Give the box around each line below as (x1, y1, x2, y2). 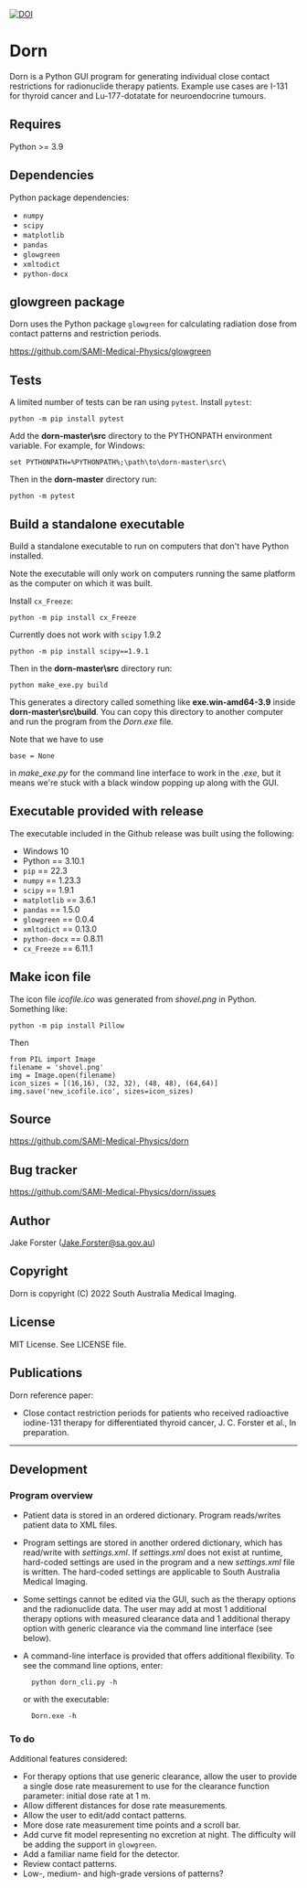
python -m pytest (9, 492, 76, 501)
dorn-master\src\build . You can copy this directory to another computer (9, 707, 284, 717)
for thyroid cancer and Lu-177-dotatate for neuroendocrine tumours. (9, 90, 267, 101)
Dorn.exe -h (31, 1712, 77, 1721)
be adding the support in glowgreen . (22, 1839, 157, 1851)
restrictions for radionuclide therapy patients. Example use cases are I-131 (9, 80, 288, 91)
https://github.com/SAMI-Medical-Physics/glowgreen (9, 346, 212, 357)
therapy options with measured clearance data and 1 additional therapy (22, 1614, 291, 1625)
